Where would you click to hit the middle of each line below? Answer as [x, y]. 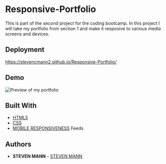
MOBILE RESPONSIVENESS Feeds [48, 128]
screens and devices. [27, 34]
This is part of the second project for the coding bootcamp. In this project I [82, 23]
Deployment [25, 50]
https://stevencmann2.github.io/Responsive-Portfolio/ [61, 62]
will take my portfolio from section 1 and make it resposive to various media [83, 28]
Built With [21, 105]
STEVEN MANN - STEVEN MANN [48, 156]
